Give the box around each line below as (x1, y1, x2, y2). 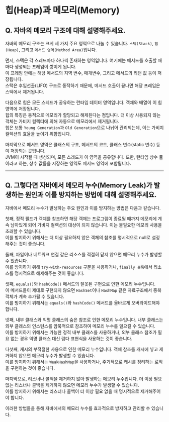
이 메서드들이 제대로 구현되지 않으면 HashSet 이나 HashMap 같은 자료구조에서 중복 (5, 287, 162, 293)
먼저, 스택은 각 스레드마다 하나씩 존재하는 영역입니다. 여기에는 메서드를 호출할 (5, 57, 157, 63)
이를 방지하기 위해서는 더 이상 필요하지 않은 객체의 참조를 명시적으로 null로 (5, 234, 151, 240)
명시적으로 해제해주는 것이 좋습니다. (14, 270, 84, 276)
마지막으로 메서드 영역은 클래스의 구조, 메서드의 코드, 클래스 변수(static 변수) (5, 142, 155, 147)
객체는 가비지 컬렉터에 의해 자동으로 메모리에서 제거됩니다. (5, 119, 120, 124)
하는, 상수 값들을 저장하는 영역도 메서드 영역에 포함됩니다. (18, 160, 132, 166)
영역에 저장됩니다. (5, 106, 41, 112)
